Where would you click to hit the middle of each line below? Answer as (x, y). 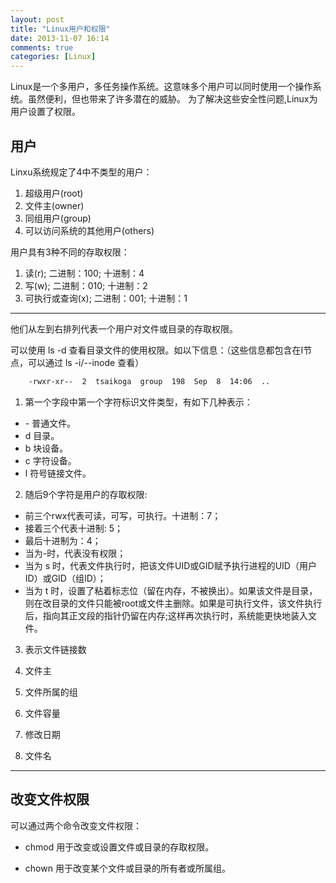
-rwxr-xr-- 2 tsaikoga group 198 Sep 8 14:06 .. (149, 381)
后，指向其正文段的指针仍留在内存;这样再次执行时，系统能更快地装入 (166, 615)
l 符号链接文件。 (58, 473)
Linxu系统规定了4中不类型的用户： (81, 172)
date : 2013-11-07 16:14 (60, 38)
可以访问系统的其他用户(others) (89, 230)
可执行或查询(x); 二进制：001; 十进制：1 (106, 298)
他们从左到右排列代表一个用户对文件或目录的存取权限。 (124, 328)
